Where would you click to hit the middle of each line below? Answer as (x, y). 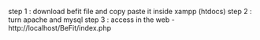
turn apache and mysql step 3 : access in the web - (91, 20)
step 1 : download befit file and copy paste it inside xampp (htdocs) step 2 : (130, 11)
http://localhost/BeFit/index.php (60, 28)
